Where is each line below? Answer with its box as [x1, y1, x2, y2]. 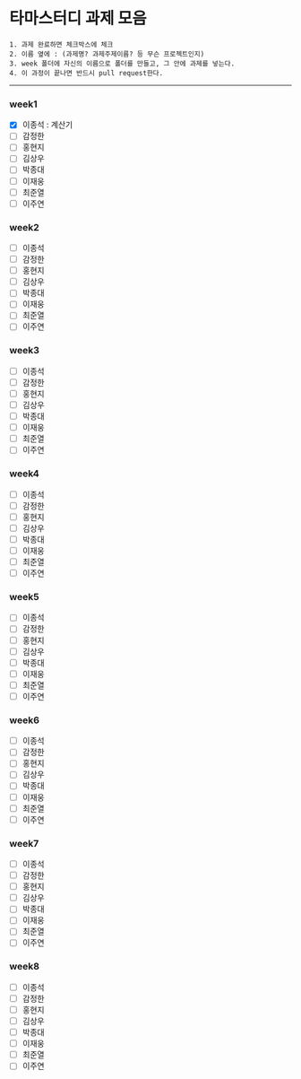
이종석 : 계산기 [21, 119, 73, 130]
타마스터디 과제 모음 [9, 8, 148, 29]
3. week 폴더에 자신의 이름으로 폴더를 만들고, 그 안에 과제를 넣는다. [9, 59, 236, 68]
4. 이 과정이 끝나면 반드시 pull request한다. [9, 68, 164, 77]
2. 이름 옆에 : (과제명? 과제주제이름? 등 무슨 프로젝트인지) [9, 49, 205, 58]
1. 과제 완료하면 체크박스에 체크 [9, 39, 114, 49]
